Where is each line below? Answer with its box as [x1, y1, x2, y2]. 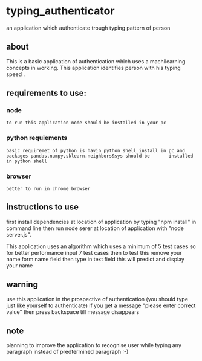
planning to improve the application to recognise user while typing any [6, 342, 181, 349]
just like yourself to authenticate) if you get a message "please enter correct [6, 302, 196, 309]
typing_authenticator [6, 4, 115, 18]
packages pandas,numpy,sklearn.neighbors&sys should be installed [6, 153, 194, 159]
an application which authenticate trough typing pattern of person [6, 24, 171, 31]
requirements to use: [6, 88, 86, 98]
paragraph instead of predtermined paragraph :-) [6, 348, 129, 356]
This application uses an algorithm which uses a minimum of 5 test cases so [6, 243, 196, 250]
